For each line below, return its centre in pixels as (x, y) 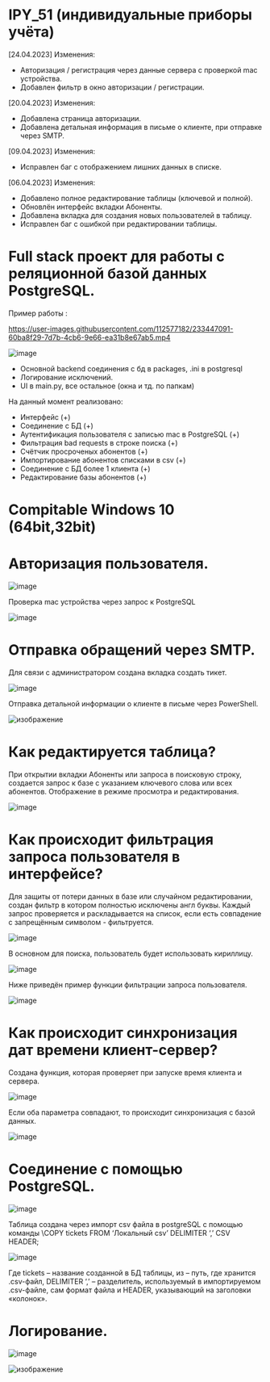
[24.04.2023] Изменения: (52, 54)
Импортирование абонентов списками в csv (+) (103, 460)
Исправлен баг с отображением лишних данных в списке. (120, 166)
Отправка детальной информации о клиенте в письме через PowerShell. (133, 703)
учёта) (31, 32)
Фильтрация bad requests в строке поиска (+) (99, 442)
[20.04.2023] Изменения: (52, 103)
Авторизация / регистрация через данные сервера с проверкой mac (139, 69)
